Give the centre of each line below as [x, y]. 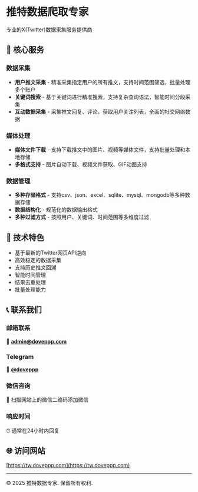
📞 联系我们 [24, 310]
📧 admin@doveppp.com [36, 341]
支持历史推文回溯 [35, 268]
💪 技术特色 [25, 237]
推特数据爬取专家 [48, 12]
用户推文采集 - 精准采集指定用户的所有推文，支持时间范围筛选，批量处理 [103, 82]
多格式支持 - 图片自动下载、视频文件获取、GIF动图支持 [81, 164]
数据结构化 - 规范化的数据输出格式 [56, 210]
